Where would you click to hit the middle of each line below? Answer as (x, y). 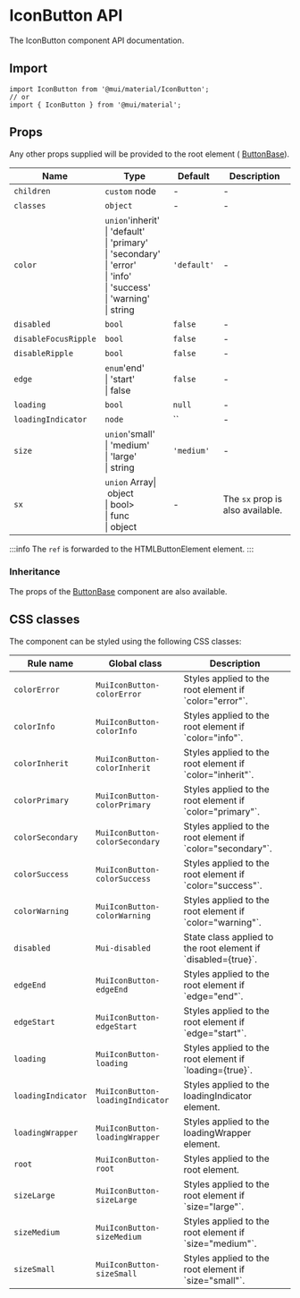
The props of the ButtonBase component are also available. (118, 591)
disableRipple (44, 353)
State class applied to (229, 936)
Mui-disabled (123, 948)
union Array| (131, 482)
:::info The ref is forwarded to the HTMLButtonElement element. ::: (132, 549)
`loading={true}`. (218, 1070)
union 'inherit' (133, 220)
